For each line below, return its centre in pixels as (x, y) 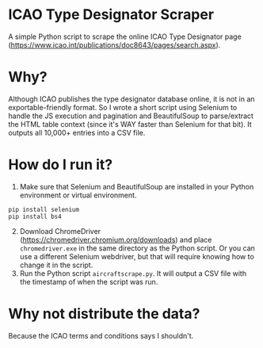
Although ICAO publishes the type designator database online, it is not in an (131, 99)
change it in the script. (56, 265)
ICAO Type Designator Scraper (111, 15)
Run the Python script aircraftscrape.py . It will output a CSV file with (133, 273)
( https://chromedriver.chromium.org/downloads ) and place (116, 239)
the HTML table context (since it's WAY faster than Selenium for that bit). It (130, 124)
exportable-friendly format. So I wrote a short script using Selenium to (123, 107)
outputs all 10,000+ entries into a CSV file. (77, 132)
